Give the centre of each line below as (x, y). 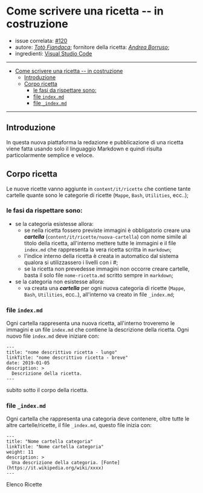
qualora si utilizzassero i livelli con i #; (71, 262)
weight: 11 (20, 452)
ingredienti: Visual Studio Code (53, 53)
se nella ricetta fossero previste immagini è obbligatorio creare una (107, 230)
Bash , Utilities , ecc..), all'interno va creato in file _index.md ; (99, 294)
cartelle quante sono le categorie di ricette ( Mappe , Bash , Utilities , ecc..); (98, 195)
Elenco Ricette (24, 485)
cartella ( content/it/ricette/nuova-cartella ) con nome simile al (105, 236)
